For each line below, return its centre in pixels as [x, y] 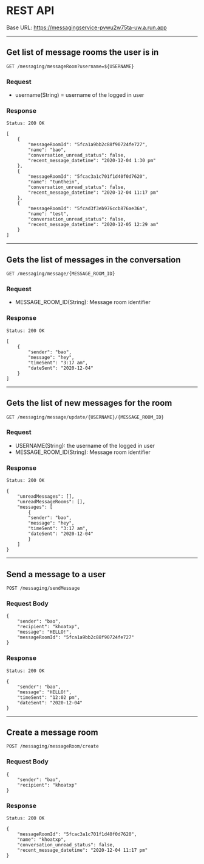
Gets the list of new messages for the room [89, 403]
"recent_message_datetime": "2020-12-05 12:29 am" [93, 225]
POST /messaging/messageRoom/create [53, 746]
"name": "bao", [47, 150]
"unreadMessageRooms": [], [51, 502]
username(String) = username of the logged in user [80, 95]
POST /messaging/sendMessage [43, 588]
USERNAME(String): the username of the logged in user [85, 445]
